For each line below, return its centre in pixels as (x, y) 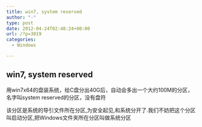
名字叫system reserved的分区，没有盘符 (56, 97)
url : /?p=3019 (24, 34)
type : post (20, 23)
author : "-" (21, 17)
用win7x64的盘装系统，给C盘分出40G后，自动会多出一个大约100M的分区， (99, 90)
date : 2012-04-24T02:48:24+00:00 (48, 28)
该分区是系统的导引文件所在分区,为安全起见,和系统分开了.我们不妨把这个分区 (101, 110)
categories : (21, 40)
